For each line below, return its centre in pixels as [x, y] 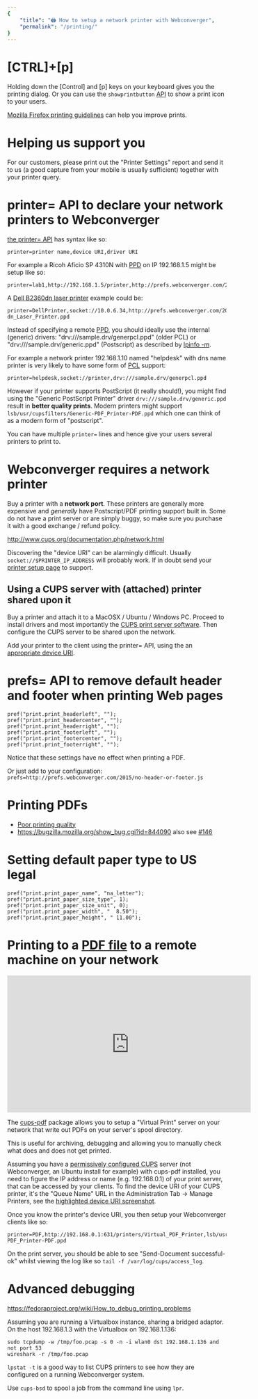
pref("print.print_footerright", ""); [63, 744]
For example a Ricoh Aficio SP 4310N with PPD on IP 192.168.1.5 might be [112, 265]
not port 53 [24, 1348]
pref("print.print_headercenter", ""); [65, 720]
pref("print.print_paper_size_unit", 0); [68, 905]
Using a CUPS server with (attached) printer [104, 590]
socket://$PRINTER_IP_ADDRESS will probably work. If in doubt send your [110, 560]
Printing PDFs [48, 805]
